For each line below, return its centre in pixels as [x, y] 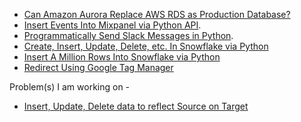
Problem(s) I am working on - [70, 87]
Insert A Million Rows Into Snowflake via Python [122, 57]
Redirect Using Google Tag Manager [98, 67]
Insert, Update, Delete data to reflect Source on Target [136, 106]
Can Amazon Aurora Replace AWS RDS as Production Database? [157, 14]
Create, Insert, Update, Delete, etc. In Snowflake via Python [146, 46]
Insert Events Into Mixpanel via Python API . [112, 25]
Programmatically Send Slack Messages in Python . [128, 35]
